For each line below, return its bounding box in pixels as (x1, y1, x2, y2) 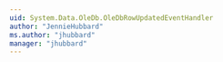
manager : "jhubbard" (9, 38, 88, 48)
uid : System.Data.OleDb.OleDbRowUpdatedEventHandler (9, 13, 214, 23)
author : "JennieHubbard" (9, 22, 104, 31)
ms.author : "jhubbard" (9, 30, 96, 39)
